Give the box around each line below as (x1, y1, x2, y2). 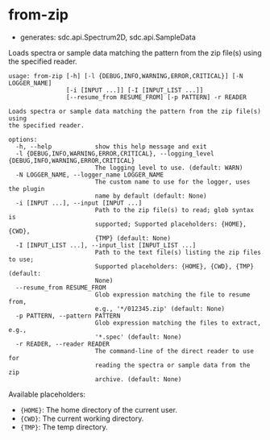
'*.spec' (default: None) (94, 333, 182, 341)
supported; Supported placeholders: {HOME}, (94, 220, 247, 228)
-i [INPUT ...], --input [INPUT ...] (15, 199, 143, 207)
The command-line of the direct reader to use (94, 347, 254, 355)
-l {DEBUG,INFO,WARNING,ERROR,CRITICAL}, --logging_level (15, 149, 215, 158)
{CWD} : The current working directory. (19, 413, 144, 423)
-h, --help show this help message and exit (15, 143, 207, 151)
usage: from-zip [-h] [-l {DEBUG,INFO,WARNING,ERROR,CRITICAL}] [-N (8, 72, 243, 80)
